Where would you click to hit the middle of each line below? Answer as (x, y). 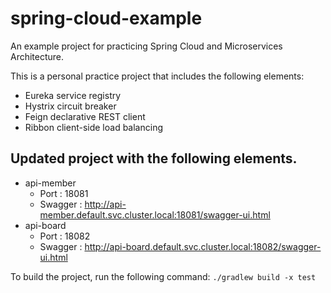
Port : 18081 (64, 193)
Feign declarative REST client (85, 116)
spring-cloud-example (106, 18)
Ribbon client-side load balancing (93, 127)
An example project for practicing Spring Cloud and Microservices (146, 46)
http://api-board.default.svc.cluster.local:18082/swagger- (203, 246)
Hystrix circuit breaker (70, 106)
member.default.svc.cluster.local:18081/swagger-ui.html (155, 214)
